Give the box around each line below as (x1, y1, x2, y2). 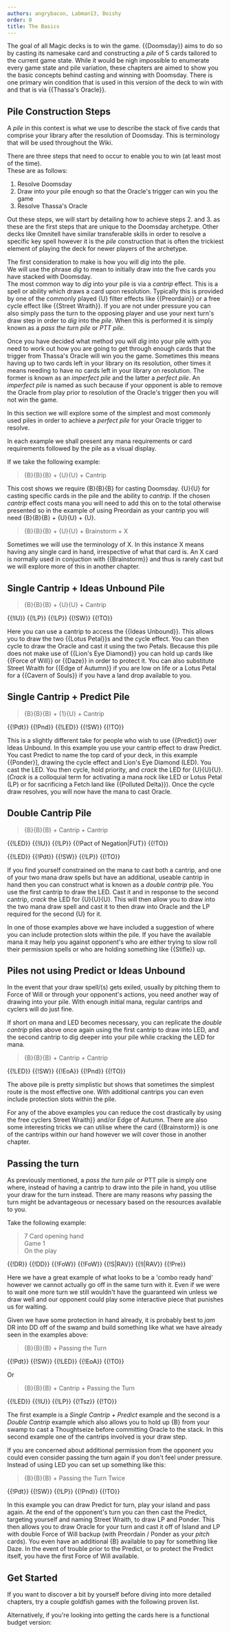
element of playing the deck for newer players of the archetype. (7, 245, 188, 253)
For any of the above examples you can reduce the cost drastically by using (7, 1109, 222, 1117)
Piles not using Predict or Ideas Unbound (7, 965, 186, 977)
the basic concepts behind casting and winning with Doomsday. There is (7, 71, 213, 79)
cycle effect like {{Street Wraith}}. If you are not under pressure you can (7, 302, 211, 310)
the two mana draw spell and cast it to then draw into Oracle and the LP (7, 902, 210, 910)
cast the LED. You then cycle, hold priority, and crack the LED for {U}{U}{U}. (7, 766, 223, 774)
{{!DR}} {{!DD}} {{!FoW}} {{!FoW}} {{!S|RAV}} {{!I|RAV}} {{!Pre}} (7, 1260, 186, 1269)
